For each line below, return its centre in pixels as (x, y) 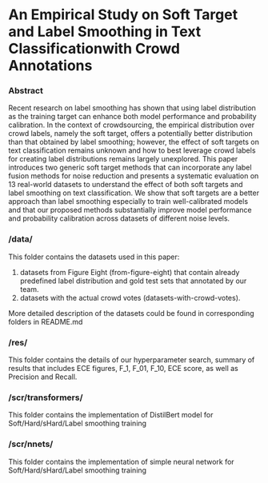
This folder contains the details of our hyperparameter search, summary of (132, 360)
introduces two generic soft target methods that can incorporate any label (130, 168)
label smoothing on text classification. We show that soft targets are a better (134, 193)
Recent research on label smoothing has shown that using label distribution (132, 108)
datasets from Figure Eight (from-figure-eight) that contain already (130, 272)
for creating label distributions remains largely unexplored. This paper (123, 159)
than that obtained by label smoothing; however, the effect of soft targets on (134, 142)
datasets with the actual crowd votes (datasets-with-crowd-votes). (130, 297)
